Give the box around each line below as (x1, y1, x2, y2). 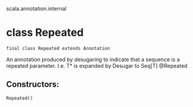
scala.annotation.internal (6, 5, 67, 12)
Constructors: (6, 80, 59, 90)
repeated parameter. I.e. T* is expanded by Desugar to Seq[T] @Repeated (6, 62, 188, 69)
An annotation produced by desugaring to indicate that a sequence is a (6, 56, 180, 63)
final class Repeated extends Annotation (6, 45, 110, 51)
